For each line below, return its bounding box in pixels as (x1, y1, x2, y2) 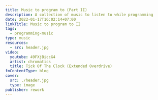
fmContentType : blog (5, 69, 49, 74)
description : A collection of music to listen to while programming (5, 12, 153, 17)
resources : (5, 40, 28, 45)
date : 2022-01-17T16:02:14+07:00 (5, 17, 76, 22)
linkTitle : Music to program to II (5, 21, 81, 27)
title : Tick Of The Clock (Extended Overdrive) (10, 64, 113, 69)
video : (5, 49, 19, 55)
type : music (5, 36, 30, 41)
